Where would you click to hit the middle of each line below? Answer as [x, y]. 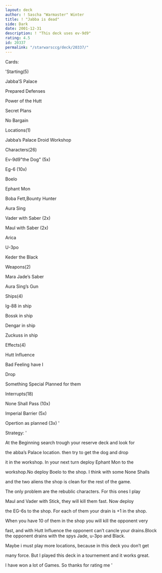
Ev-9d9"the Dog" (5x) [28, 159]
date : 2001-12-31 [23, 29]
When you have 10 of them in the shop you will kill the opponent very [77, 521]
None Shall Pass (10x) [28, 403]
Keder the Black [22, 257]
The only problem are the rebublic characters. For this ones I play [73, 491]
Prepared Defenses [25, 91]
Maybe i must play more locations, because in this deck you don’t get [77, 545]
